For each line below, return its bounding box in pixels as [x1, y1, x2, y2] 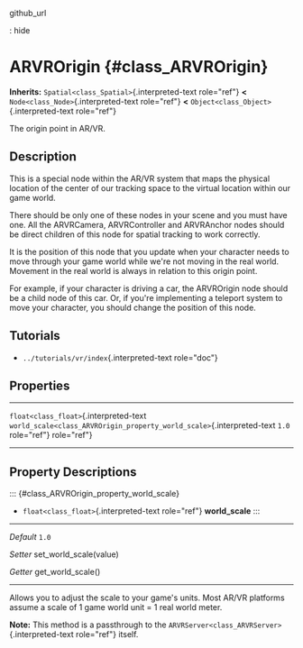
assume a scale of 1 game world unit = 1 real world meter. [9, 602, 223, 613]
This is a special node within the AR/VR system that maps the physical [9, 173, 271, 184]
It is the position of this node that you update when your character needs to [9, 246, 290, 257]
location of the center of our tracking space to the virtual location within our [9, 182, 291, 193]
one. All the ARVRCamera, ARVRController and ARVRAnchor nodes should [9, 219, 285, 230]
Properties [9, 378, 70, 393]
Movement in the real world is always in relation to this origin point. [9, 265, 258, 276]
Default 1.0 [9, 532, 51, 543]
